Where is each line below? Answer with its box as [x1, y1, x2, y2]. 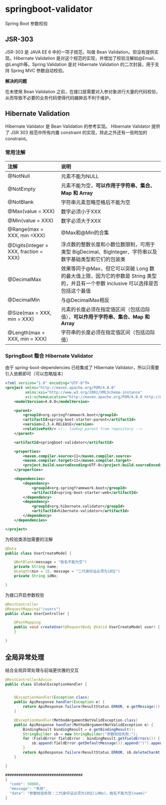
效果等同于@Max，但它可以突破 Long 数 [61, 265, 155, 272]
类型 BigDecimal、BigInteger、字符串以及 [61, 248, 157, 255]
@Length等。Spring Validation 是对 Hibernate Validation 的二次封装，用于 [5, 61, 155, 67]
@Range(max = [7, 225, 43, 232]
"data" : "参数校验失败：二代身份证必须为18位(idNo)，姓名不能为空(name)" [9, 791, 147, 796]
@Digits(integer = [7, 242, 48, 249]
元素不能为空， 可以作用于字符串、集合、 [61, 182, 156, 189]
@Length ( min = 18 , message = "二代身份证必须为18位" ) [14, 569, 121, 574]
